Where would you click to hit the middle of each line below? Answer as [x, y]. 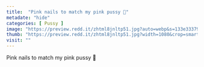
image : [15, 29]
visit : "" [19, 40]
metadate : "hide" [28, 18]
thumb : [15, 35]
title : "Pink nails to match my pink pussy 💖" [68, 12]
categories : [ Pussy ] [35, 23]
